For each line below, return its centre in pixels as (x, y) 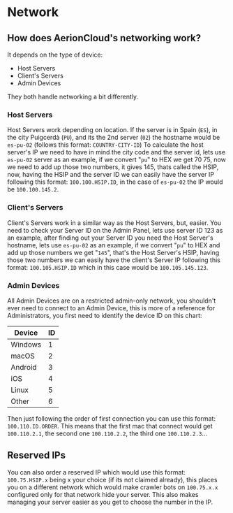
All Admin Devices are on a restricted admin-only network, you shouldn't (112, 301)
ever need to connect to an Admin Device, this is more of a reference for (111, 308)
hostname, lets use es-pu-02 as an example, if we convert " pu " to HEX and (114, 245)
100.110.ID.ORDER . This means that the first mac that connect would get (110, 426)
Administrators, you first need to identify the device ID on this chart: (105, 315)
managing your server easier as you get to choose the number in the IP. (110, 502)
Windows (26, 345)
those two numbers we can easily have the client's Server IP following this (114, 260)
